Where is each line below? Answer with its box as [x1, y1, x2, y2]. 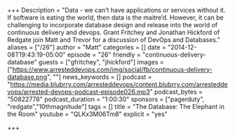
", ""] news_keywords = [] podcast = [46, 73, 152, 81]
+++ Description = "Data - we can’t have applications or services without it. [7, 6, 226, 14]
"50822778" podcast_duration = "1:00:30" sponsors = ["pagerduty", [7, 95, 205, 103]
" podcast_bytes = [149, 87, 203, 96]
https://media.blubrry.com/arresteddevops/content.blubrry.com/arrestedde [10, 80, 228, 88]
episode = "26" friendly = [67, 50, 142, 59]
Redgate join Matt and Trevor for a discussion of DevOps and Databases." [7, 36, 221, 44]
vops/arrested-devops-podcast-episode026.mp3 [7, 87, 150, 96]
